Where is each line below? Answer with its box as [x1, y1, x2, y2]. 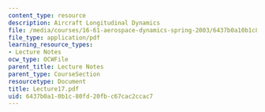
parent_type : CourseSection [8, 70, 101, 78]
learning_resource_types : [8, 41, 93, 49]
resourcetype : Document [8, 77, 87, 85]
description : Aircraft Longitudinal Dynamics [8, 19, 160, 27]
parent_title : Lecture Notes [8, 63, 104, 71]
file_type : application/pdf [8, 33, 101, 42]
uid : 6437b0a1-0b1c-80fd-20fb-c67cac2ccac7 [8, 92, 154, 100]
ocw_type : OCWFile [8, 56, 69, 64]
